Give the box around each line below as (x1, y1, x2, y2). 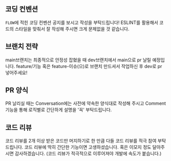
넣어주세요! (5, 70, 28, 76)
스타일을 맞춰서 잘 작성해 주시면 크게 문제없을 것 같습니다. (14, 26, 130, 32)
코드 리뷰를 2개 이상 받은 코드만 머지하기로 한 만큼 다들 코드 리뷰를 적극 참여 (5, 137, 157, 144)
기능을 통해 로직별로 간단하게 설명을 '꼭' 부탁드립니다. (5, 107, 112, 113)
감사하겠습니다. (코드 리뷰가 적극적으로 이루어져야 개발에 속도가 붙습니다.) (14, 150, 162, 157)
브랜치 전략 (5, 42, 38, 51)
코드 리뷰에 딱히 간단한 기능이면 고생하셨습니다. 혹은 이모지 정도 (24, 144, 152, 150)
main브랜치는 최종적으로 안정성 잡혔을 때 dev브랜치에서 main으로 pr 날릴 (5, 57, 152, 63)
